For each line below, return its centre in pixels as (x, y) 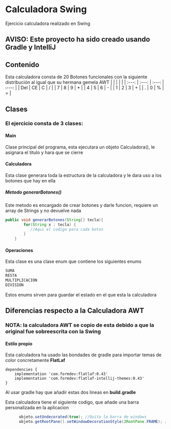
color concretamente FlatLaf (35, 360)
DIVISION (15, 285)
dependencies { (21, 370)
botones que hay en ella (31, 180)
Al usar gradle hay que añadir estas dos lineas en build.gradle (71, 392)
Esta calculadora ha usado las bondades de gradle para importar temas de (83, 355)
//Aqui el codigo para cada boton (67, 229)
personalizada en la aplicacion (37, 408)
